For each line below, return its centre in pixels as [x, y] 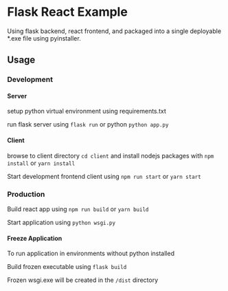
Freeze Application [35, 238]
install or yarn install [41, 163]
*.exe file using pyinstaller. [44, 38]
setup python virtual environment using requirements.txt [87, 111]
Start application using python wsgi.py [61, 222]
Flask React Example [68, 12]
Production [26, 194]
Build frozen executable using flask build [67, 267]
